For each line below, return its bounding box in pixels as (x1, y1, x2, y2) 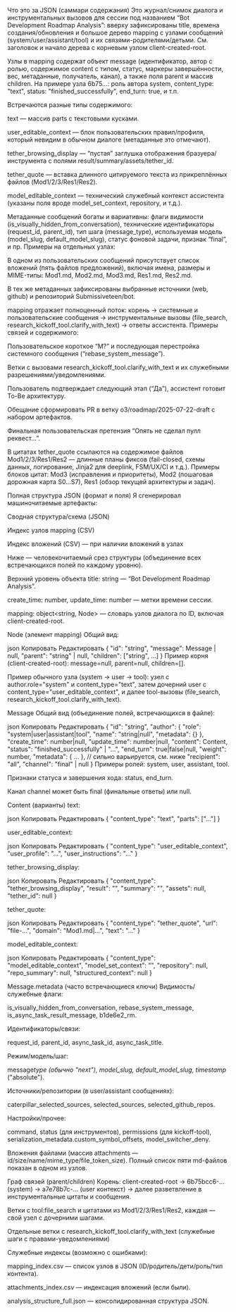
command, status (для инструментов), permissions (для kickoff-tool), (7, 1127, 212, 1136)
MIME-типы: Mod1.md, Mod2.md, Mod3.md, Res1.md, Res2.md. (7, 271, 193, 279)
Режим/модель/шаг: (7, 1052, 69, 1060)
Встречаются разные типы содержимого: (7, 101, 133, 109)
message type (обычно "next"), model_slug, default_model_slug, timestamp (7, 1065, 227, 1074)
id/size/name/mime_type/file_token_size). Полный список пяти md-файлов (7, 1156, 228, 1165)
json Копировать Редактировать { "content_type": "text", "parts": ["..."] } (7, 815, 221, 823)
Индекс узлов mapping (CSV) (7, 526, 95, 534)
